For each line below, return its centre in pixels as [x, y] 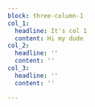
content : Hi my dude [49, 38]
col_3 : [19, 68]
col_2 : [19, 46]
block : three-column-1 [45, 16]
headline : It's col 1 [51, 31]
